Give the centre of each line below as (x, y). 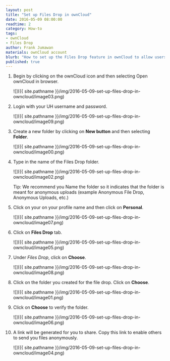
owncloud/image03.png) (39, 97)
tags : (11, 33)
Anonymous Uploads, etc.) (41, 197)
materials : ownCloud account (36, 52)
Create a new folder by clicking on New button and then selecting (81, 132)
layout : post (19, 10)
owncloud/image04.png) (39, 353)
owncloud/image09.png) (39, 122)
